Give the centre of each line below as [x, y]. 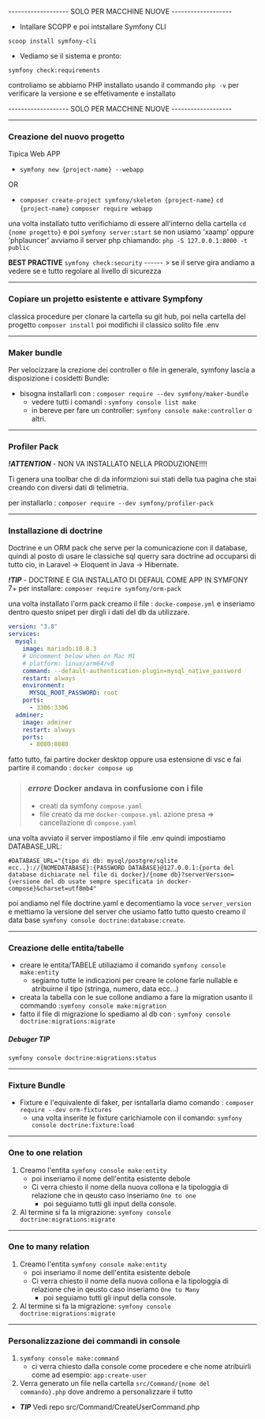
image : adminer [47, 722]
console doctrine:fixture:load [83, 1126]
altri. [39, 418]
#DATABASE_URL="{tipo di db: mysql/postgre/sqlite [93, 861]
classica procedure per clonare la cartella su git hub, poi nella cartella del [127, 316]
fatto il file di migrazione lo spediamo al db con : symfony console [125, 1014]
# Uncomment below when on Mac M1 [79, 656]
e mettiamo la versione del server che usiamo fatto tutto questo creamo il [127, 911]
